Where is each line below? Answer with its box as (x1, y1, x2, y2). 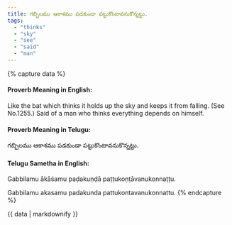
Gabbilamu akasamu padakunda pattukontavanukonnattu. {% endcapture (7, 189, 222, 197)
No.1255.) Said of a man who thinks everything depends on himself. (7, 109, 204, 118)
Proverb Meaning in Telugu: (7, 125, 91, 133)
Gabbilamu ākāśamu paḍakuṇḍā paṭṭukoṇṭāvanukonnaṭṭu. (7, 175, 176, 183)
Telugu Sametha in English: (7, 159, 90, 168)
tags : (7, 17, 23, 24)
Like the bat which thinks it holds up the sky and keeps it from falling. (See (7, 101, 225, 110)
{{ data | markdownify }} (7, 210, 79, 219)
